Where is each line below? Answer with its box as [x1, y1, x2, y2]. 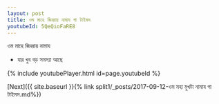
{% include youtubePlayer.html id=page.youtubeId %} [7, 70, 161, 78]
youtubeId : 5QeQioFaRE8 [7, 23, 76, 30]
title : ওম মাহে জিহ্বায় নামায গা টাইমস [7, 17, 91, 23]
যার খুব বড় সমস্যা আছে [17, 56, 64, 64]
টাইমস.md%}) [7, 90, 41, 98]
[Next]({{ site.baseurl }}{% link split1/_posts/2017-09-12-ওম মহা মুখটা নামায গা [7, 83, 212, 91]
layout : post [7, 10, 45, 17]
